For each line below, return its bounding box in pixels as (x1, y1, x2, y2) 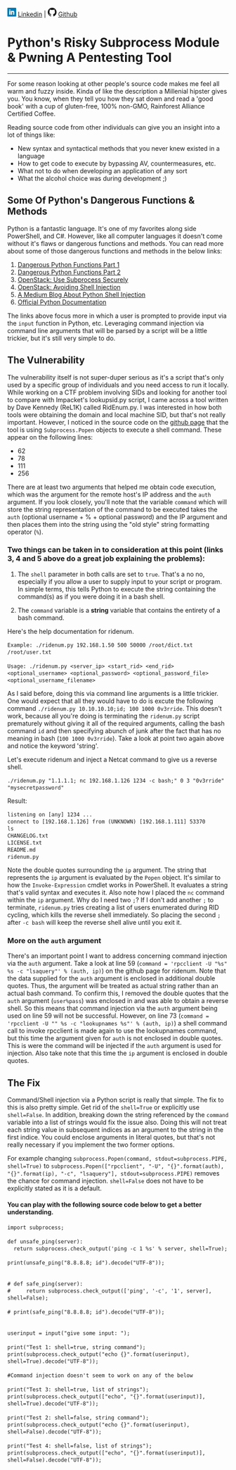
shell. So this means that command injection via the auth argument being (7, 1004, 218, 1013)
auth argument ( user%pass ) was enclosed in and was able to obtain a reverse (7, 997, 229, 1005)
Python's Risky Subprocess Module (7, 35, 220, 51)
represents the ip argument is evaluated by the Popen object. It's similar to (7, 873, 221, 881)
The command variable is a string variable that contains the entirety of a (17, 606, 221, 614)
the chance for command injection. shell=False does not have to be (7, 1176, 204, 1185)
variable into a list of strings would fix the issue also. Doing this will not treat (7, 1118, 227, 1126)
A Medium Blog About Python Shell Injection (17, 290, 146, 299)
